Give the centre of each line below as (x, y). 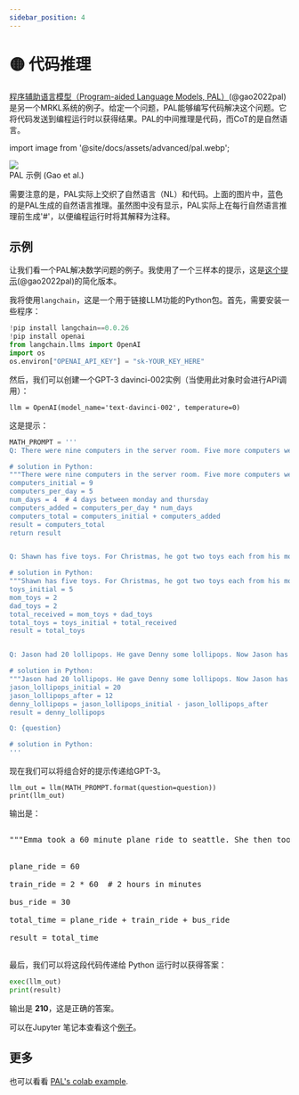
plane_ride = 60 (44, 866)
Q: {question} (36, 729)
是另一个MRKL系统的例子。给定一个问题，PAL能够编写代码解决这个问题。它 (148, 107)
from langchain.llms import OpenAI (75, 345)
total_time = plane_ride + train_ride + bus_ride (120, 920)
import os (28, 353)
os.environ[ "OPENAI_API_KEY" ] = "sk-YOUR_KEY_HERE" (107, 361)
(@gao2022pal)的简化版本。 (69, 281)
